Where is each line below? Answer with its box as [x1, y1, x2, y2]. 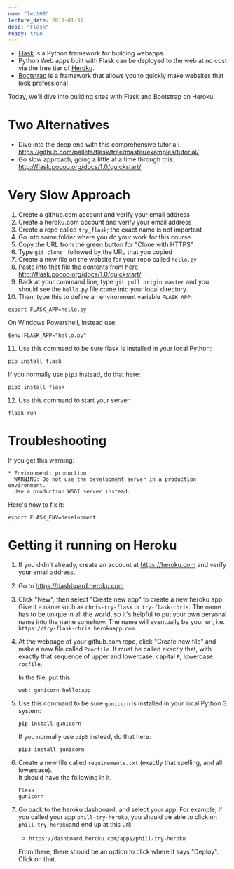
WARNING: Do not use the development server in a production [14, 476, 197, 483]
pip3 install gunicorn [18, 746, 85, 753]
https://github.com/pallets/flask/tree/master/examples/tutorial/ [18, 148, 199, 157]
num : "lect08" [8, 10, 50, 18]
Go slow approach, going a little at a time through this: [18, 155, 174, 164]
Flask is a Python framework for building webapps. [18, 49, 165, 58]
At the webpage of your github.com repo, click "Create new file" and [18, 637, 216, 646]
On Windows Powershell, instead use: [8, 319, 118, 327]
